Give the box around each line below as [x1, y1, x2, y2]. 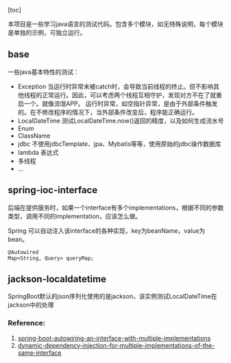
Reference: [8, 318, 46, 328]
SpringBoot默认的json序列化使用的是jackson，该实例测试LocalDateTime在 [8, 292, 218, 301]
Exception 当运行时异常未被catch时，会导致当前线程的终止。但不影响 [17, 82, 214, 90]
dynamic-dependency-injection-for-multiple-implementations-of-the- [17, 341, 215, 349]
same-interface [17, 349, 62, 357]
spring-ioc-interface [8, 184, 98, 196]
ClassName [17, 132, 51, 140]
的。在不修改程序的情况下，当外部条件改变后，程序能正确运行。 [17, 108, 198, 116]
